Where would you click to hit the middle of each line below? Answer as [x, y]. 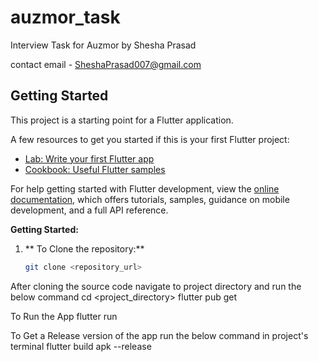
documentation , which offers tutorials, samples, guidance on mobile [150, 199]
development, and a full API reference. [89, 210]
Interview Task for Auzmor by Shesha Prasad [103, 45]
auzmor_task [65, 17]
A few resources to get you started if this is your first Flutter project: [150, 139]
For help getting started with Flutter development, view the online [145, 188]
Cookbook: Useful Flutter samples [95, 169]
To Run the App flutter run [64, 316]
